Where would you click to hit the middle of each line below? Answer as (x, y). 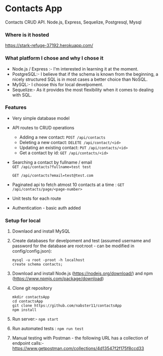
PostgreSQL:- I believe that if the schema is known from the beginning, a (85, 74)
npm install (24, 310)
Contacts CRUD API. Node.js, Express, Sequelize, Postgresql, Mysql (73, 22)
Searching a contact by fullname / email (52, 162)
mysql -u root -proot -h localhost (48, 260)
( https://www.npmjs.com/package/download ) (58, 279)
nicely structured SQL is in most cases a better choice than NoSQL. (80, 79)
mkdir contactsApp (31, 297)
